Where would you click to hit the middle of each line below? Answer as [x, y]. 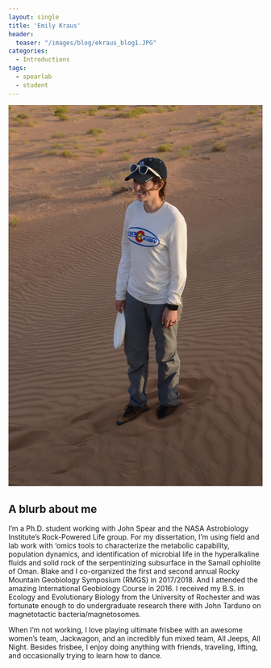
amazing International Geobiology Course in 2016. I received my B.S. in [126, 589]
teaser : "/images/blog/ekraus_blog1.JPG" [86, 43]
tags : [17, 69]
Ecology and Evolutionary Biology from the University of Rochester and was [134, 597]
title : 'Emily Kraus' [45, 25]
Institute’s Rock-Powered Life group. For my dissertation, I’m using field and [134, 537]
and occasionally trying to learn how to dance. [85, 656]
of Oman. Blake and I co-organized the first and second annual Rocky [124, 571]
